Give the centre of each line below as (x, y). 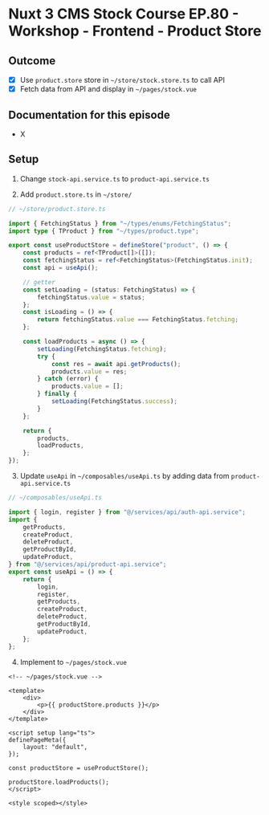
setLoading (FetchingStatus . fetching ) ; (102, 349)
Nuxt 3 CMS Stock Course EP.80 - (124, 14)
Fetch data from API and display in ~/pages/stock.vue (108, 89)
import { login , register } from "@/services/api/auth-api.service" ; (127, 512)
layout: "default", (55, 747)
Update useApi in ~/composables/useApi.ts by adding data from (124, 476)
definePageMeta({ (37, 740)
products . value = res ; (89, 371)
